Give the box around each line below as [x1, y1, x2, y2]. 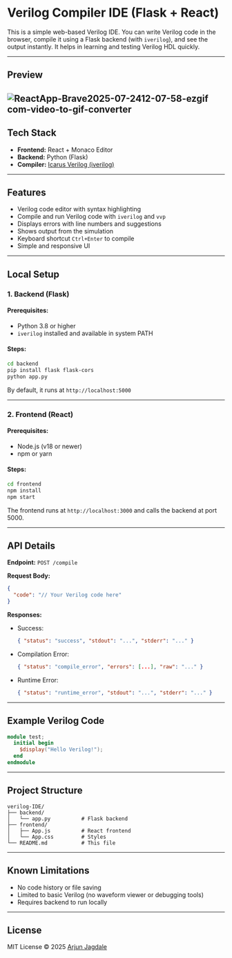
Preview [7, 69, 43, 81]
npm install [7, 487, 41, 494]
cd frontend [7, 481, 41, 488]
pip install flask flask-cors [7, 366, 95, 373]
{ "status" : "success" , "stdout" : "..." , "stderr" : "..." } [17, 637, 195, 645]
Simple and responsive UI [17, 242, 90, 250]
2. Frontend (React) [7, 409, 74, 419]
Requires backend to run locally [17, 898, 108, 906]
